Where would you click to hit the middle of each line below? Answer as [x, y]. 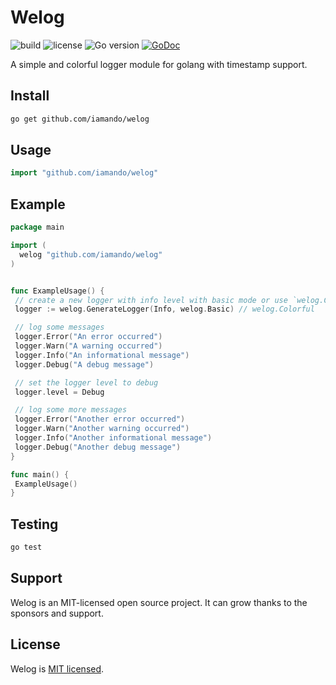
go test [26, 547]
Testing [34, 524]
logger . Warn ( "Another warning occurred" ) [102, 429]
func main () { [40, 474]
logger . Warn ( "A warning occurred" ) [88, 346]
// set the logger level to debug [86, 382]
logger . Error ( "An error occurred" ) [88, 337]
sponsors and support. [57, 613]
